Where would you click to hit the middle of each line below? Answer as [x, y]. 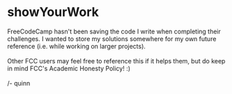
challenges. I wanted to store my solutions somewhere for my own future [112, 38]
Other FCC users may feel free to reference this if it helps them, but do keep [116, 61]
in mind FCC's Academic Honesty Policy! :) [69, 68]
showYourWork [53, 12]
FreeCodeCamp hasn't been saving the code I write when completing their [114, 31]
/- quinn [19, 83]
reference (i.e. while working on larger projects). [77, 46]
